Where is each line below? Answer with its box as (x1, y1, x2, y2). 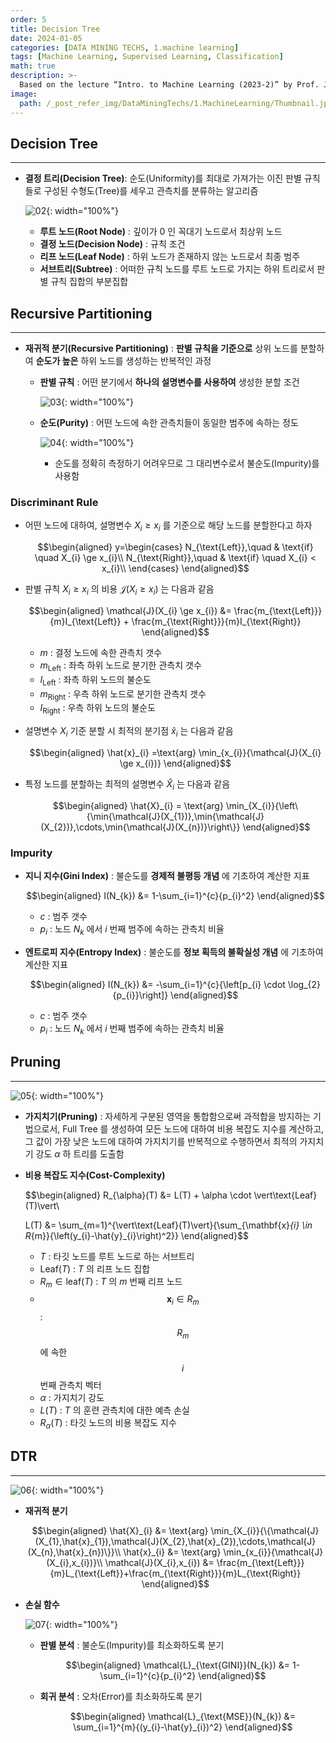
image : (10, 89, 38, 99)
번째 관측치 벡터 (39, 1379, 102, 1391)
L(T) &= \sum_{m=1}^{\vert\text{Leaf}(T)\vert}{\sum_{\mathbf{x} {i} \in (24, 1219, 313, 1231)
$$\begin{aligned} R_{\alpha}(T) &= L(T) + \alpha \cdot (24, 1189, 252, 1201)
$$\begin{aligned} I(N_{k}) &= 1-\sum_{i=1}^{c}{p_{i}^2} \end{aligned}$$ (26, 890, 325, 902)
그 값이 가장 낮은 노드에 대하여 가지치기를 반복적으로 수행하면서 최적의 (24, 1135, 298, 1147)
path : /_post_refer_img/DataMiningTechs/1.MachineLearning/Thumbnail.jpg (19, 98, 333, 108)
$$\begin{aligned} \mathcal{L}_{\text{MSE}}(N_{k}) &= (69, 1710, 296, 1722)
